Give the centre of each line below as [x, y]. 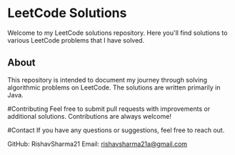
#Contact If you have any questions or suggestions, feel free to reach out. [116, 130]
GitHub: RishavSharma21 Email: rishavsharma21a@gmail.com [97, 144]
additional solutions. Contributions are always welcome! [89, 116]
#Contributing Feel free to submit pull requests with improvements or [109, 109]
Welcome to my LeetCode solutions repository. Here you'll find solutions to [117, 33]
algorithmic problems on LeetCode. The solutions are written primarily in [114, 87]
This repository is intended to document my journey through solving [107, 80]
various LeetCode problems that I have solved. [76, 40]
